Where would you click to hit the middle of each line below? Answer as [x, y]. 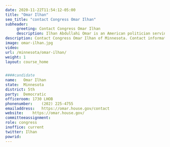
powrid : [13, 137]
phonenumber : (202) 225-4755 [39, 104]
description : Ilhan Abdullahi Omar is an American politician [83, 33]
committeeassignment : [28, 118]
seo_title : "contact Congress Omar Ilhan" [51, 19]
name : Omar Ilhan [26, 80]
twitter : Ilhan [21, 132]
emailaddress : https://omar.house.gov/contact [57, 108]
